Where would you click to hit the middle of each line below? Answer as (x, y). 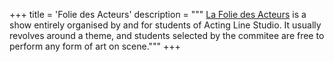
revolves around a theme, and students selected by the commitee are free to (167, 35)
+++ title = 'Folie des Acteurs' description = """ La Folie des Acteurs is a (158, 14)
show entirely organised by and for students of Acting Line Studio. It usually (165, 25)
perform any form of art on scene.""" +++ (95, 46)
